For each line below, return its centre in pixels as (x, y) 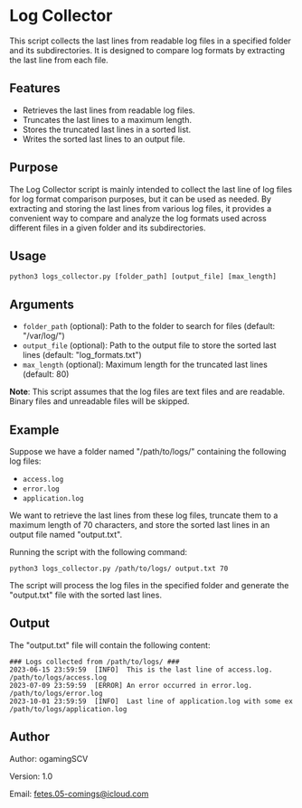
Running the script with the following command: (99, 552)
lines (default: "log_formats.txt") (82, 355)
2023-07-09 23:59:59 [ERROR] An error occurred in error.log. (131, 685)
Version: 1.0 (31, 776)
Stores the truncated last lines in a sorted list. (107, 129)
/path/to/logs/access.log (58, 677)
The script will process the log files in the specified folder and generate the (149, 585)
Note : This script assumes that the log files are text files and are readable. (147, 392)
